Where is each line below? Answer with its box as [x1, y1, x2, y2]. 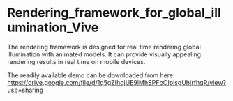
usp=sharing [7, 86, 44, 94]
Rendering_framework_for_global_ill [7, 5, 222, 21]
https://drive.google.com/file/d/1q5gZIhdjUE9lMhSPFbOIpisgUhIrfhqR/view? [7, 78, 227, 86]
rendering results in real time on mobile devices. [7, 57, 146, 65]
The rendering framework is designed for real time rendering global [7, 42, 201, 51]
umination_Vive [7, 20, 99, 36]
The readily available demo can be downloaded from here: [7, 71, 176, 79]
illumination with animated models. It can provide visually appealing [7, 50, 201, 59]
